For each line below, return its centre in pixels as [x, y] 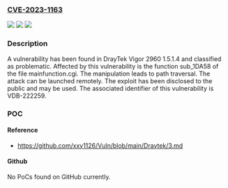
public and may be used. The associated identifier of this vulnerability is [111, 88]
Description [28, 44]
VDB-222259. [27, 96]
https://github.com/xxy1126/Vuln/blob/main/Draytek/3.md [100, 145]
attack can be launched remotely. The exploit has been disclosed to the [110, 80]
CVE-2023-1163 [35, 10]
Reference [23, 130]
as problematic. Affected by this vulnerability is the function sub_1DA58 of [113, 66]
